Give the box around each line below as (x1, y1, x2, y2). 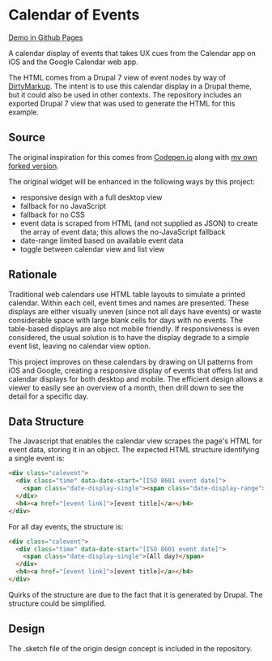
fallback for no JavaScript (19, 201, 107, 210)
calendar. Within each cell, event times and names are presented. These (8, 298, 249, 308)
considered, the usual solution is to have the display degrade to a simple (8, 332, 249, 342)
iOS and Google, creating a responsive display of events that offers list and (8, 365, 258, 375)
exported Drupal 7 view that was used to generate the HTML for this (8, 98, 236, 108)
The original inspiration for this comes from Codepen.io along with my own (8, 152, 257, 162)
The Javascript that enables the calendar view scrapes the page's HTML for (8, 436, 262, 446)
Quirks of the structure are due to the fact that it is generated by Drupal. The (8, 590, 263, 599)
